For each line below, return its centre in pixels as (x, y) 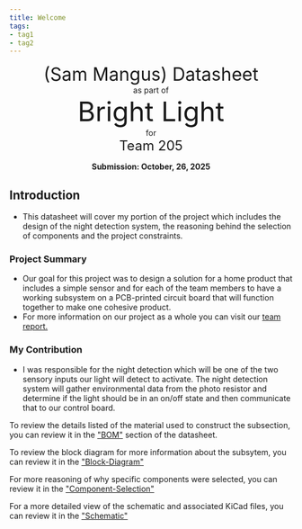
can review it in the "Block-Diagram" (76, 462)
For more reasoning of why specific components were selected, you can (143, 479)
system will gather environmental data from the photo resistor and (145, 389)
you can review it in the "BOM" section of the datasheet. (114, 435)
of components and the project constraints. (102, 236)
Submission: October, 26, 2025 (151, 166)
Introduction (45, 195)
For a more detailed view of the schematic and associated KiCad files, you (147, 506)
